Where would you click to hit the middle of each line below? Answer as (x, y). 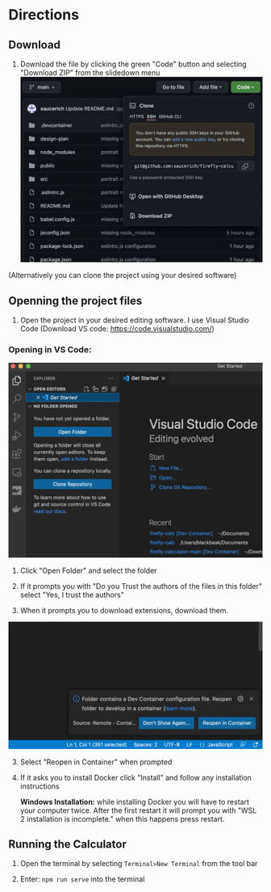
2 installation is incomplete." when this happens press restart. (122, 818)
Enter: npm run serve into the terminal (82, 879)
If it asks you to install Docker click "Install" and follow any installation (136, 777)
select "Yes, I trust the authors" (72, 595)
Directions (44, 15)
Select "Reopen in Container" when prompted (96, 762)
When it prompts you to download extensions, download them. (124, 610)
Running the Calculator (67, 845)
